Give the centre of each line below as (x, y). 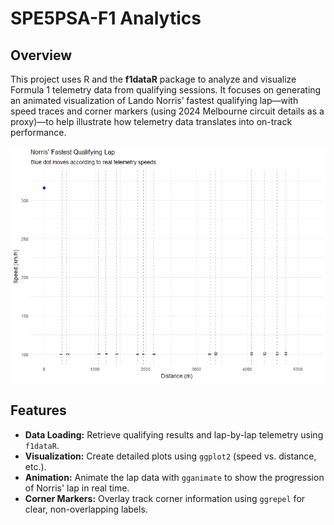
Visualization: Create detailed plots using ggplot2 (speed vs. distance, (170, 456)
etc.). (35, 466)
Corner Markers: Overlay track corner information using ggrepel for (165, 498)
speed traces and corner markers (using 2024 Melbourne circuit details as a (167, 111)
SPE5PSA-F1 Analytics (106, 18)
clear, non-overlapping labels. (86, 509)
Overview (41, 55)
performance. (38, 132)
